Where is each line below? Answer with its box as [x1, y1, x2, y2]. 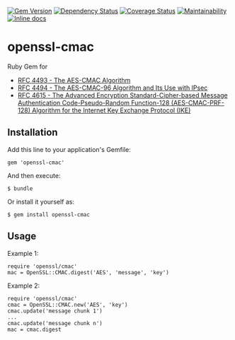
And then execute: [7, 171, 61, 180]
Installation [7, 127, 58, 139]
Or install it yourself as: [7, 197, 74, 206]
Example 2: [7, 281, 40, 290]
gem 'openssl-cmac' [7, 159, 65, 166]
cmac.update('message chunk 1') [7, 307, 103, 315]
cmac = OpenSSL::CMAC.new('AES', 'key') [7, 301, 129, 308]
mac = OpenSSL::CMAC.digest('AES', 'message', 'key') [7, 269, 170, 276]
